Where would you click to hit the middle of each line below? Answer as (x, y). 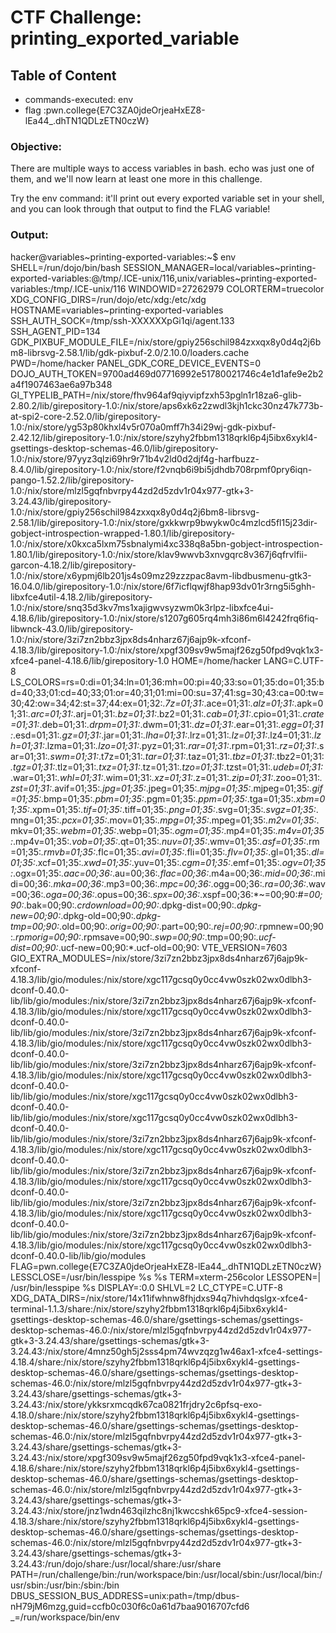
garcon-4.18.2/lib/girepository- (73, 565)
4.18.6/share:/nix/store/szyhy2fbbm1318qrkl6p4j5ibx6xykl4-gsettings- (155, 1468)
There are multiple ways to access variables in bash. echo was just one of (162, 168)
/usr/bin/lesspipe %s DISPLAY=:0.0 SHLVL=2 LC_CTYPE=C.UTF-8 (147, 1287)
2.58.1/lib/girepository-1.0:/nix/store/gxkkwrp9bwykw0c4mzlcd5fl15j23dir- (164, 522)
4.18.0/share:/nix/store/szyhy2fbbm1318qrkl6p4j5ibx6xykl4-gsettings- (155, 1415)
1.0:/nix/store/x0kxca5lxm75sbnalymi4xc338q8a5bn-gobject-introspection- (167, 543)
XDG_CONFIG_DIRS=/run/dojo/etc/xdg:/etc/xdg (108, 299)
